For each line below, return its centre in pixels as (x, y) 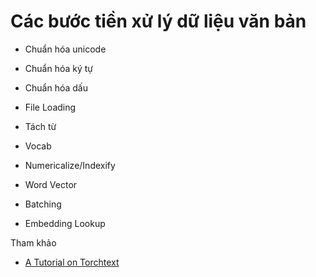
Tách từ (40, 126)
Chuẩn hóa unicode (65, 49)
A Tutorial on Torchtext (72, 262)
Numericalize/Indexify (70, 165)
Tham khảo (33, 242)
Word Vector (51, 184)
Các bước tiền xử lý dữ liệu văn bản (158, 21)
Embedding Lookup (65, 223)
